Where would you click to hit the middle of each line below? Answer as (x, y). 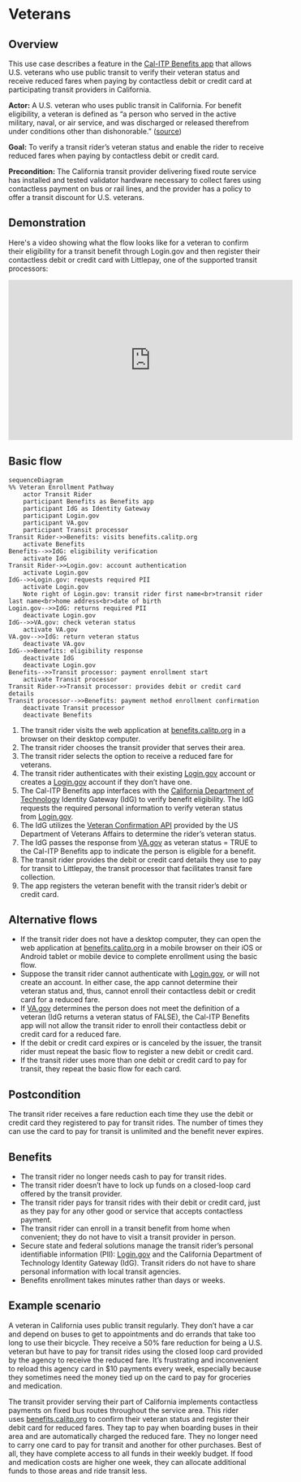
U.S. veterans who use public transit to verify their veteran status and (124, 72)
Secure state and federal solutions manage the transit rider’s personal (137, 1246)
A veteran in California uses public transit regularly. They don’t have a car (131, 1325)
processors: (28, 268)
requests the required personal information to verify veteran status (131, 808)
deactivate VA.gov (54, 643)
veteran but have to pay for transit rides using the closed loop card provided (136, 1351)
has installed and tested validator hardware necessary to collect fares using (135, 180)
